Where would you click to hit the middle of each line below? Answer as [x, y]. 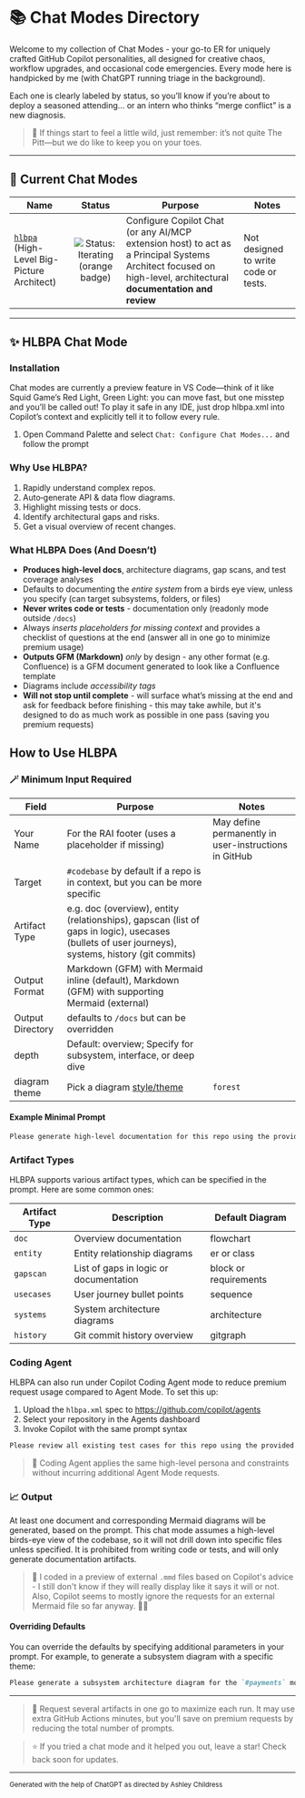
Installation [35, 368]
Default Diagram [251, 1218]
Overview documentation [128, 1239]
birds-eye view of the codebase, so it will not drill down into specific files [146, 1539]
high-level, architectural [177, 277]
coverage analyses [58, 580]
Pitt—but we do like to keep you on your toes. [117, 142]
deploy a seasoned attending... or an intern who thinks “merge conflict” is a [151, 105]
